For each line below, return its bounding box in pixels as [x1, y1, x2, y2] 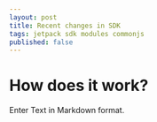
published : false [9, 37, 74, 47]
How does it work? [9, 76, 149, 95]
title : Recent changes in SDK [9, 21, 122, 30]
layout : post [9, 12, 58, 22]
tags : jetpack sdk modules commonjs [9, 29, 145, 38]
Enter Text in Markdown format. [9, 105, 125, 116]
